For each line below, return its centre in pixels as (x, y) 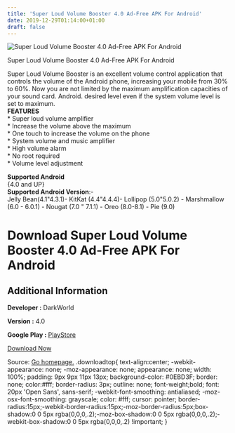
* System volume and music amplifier (61, 141)
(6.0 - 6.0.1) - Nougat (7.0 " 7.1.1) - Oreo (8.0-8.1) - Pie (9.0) (91, 207)
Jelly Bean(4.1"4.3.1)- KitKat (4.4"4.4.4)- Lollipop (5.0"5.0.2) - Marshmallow (116, 199)
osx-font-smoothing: (37, 399)
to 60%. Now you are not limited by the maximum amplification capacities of (117, 89)
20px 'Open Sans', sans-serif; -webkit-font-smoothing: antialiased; (104, 392)
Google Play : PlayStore (41, 335)
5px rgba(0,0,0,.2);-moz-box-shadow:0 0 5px (109, 414)
